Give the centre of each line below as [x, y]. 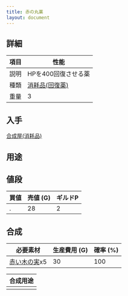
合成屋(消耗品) [24, 136]
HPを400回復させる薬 [59, 74]
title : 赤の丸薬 [25, 12]
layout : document [28, 18]
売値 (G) [39, 198]
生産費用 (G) [70, 251]
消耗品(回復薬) [48, 86]
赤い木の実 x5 [28, 262]
